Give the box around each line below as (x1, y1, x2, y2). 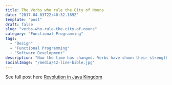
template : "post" (5, 17, 42, 22)
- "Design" (10, 41, 33, 46)
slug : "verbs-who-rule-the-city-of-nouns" (5, 27, 97, 32)
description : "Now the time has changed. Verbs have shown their (5, 55, 147, 60)
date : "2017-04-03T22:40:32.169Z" (5, 12, 79, 17)
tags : (5, 36, 17, 41)
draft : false (5, 22, 33, 27)
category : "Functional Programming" (5, 31, 83, 36)
